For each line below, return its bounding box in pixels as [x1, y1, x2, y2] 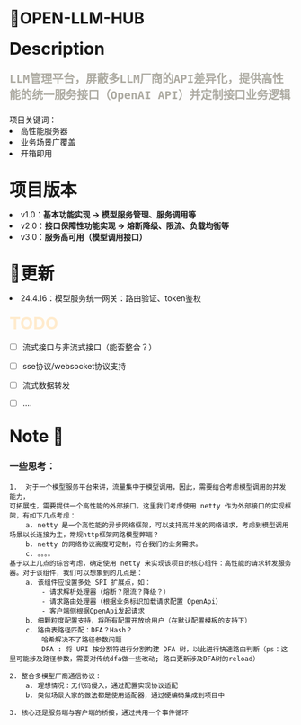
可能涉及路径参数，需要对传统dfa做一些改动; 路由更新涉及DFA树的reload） [15, 655, 261, 664]
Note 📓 [9, 426, 65, 447]
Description [9, 38, 105, 59]
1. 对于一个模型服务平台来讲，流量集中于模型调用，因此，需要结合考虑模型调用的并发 [9, 482, 287, 492]
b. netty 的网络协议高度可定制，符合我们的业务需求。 [25, 540, 202, 549]
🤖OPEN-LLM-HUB [9, 8, 146, 29]
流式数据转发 [22, 380, 70, 391]
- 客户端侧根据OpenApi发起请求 [41, 606, 146, 616]
